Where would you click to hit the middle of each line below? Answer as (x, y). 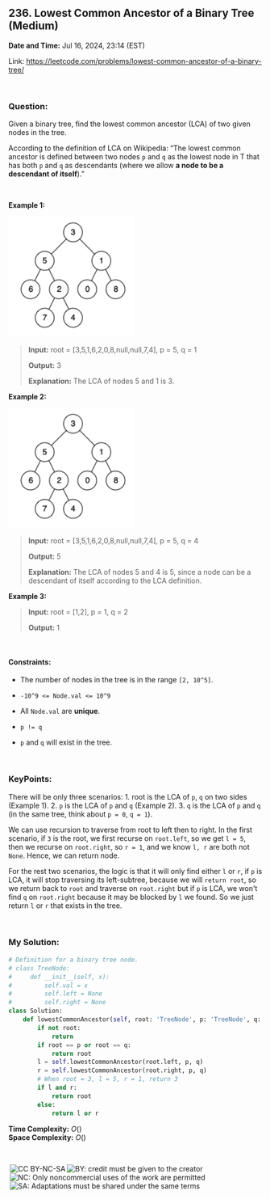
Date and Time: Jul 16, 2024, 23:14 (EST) (77, 45)
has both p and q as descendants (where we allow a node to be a (116, 166)
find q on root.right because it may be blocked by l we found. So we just (131, 897)
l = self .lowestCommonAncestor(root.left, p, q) (120, 1062)
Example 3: (27, 597)
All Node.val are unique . (60, 711)
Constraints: (30, 661)
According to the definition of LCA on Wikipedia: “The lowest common (125, 148)
